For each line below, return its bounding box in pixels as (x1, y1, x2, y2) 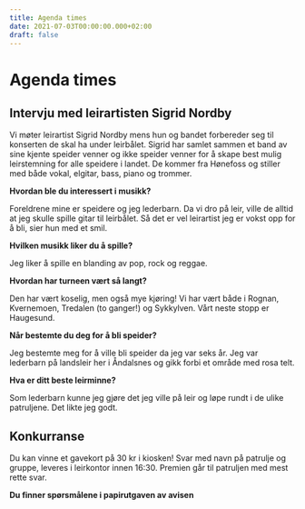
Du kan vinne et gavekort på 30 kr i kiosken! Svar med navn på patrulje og (9, 453, 287, 464)
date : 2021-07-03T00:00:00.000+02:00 (9, 22, 152, 31)
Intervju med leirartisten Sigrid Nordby (9, 105, 232, 121)
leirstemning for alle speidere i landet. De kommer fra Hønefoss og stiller (9, 158, 281, 169)
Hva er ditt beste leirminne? (9, 374, 116, 386)
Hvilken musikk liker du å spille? (9, 240, 133, 251)
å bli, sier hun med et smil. (9, 223, 108, 234)
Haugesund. (9, 313, 55, 324)
